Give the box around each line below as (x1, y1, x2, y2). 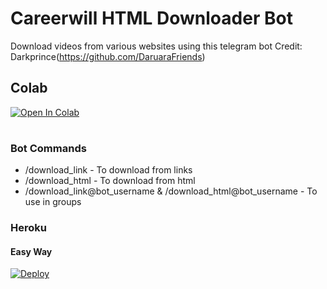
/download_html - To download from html (24, 175, 196, 187)
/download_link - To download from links (24, 164, 193, 176)
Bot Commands (10, 141, 87, 155)
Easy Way (10, 245, 53, 257)
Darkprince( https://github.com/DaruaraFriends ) (10, 50, 206, 62)
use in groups (24, 196, 82, 208)
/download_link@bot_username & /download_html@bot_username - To (24, 185, 318, 197)
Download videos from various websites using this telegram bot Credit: (10, 40, 303, 52)
